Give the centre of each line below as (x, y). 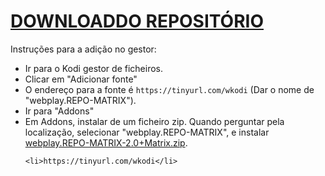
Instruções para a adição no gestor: (83, 49)
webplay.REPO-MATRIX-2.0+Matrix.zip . (106, 142)
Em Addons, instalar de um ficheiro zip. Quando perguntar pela (154, 121)
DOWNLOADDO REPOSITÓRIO (137, 21)
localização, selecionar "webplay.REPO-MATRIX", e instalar (147, 132)
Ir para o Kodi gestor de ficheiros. (93, 68)
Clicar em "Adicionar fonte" (81, 79)
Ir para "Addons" (59, 111)
